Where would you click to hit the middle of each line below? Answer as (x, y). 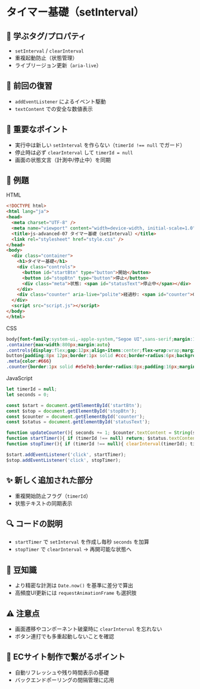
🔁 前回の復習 (29, 86)
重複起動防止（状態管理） (46, 58)
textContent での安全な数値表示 (54, 108)
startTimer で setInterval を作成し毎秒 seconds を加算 (82, 542)
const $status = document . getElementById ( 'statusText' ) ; (78, 422)
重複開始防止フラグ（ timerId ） (53, 496)
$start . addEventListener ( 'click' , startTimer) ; (66, 454)
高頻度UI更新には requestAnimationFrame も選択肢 (76, 593)
